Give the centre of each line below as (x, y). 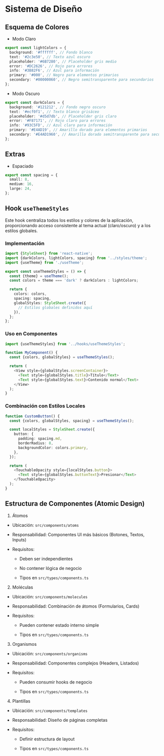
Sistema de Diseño (44, 9)
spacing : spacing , (32, 299)
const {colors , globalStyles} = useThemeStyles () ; (62, 357)
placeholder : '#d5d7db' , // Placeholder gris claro (63, 116)
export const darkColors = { (35, 102)
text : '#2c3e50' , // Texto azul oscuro (50, 57)
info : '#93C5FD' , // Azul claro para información (61, 125)
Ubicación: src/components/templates (50, 710)
